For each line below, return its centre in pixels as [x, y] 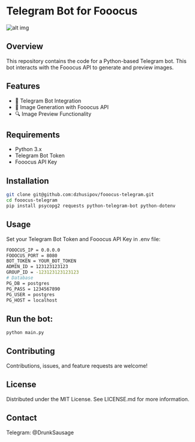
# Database [20, 278]
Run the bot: [30, 319]
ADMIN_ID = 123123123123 [37, 267]
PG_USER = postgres [31, 294]
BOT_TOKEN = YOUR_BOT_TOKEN [41, 261]
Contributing [31, 351]
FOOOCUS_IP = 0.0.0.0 [33, 250]
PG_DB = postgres [28, 283]
